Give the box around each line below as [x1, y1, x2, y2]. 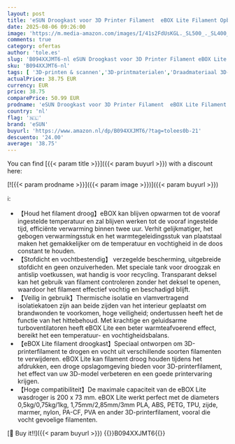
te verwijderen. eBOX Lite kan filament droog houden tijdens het [17, 355, 203, 364]
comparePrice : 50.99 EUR [7, 95, 80, 102]
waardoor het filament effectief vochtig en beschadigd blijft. [17, 285, 191, 294]
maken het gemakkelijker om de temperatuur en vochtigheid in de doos [17, 239, 223, 248]
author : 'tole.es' [7, 50, 61, 57]
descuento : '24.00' [7, 134, 64, 141]
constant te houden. [17, 247, 76, 255]
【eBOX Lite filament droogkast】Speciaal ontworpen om [17, 340, 183, 348]
